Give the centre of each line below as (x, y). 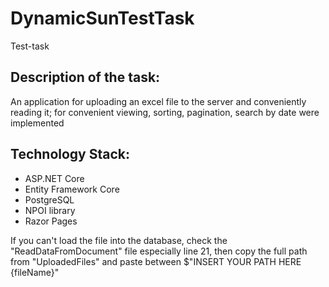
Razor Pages (51, 221)
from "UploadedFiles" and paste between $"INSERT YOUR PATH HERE (156, 261)
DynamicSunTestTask (102, 18)
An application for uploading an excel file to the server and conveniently (158, 101)
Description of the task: (85, 77)
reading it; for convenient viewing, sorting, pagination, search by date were (165, 112)
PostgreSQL (49, 199)
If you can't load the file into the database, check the (119, 240)
